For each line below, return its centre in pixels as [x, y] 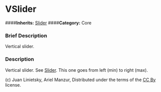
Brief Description [26, 36]
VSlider [21, 9]
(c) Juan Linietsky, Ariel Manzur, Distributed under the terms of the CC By [80, 80]
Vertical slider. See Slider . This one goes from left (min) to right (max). [77, 70]
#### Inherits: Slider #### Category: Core [48, 23]
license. [13, 85]
